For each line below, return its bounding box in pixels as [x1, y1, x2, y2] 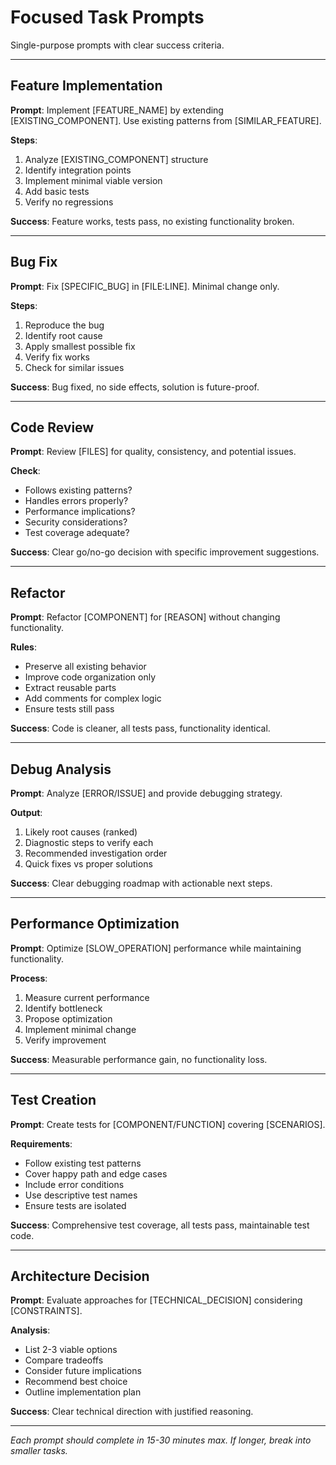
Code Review [10, 419, 95, 436]
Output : [10, 807, 43, 818]
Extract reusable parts [24, 682, 117, 694]
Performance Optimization [10, 916, 180, 933]
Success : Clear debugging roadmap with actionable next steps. [10, 877, 273, 889]
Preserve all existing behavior [24, 661, 147, 673]
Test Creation [10, 1092, 97, 1109]
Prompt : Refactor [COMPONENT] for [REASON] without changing [10, 611, 281, 623]
